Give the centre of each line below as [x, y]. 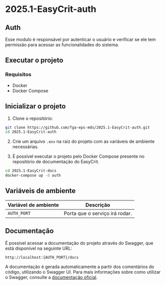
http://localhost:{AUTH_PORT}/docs [42, 257]
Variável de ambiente [33, 205]
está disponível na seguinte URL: [39, 248]
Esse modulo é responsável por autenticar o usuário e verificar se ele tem [81, 39]
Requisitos [18, 75]
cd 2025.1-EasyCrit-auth [31, 132]
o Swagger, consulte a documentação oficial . [51, 277]
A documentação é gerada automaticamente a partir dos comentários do [80, 267]
